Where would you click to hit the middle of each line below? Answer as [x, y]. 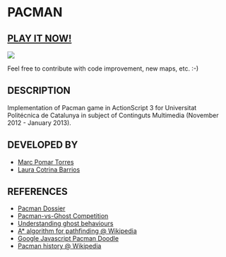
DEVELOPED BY [43, 145]
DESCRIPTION [39, 91]
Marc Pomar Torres [46, 162]
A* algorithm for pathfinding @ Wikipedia [77, 231]
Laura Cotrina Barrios [49, 169]
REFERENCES [38, 192]
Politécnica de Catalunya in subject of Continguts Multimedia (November [113, 115]
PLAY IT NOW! [40, 38]
